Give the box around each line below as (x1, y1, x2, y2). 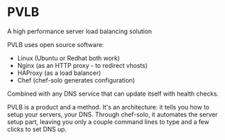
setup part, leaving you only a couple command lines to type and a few (7, 117, 210, 125)
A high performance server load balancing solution (7, 27, 152, 35)
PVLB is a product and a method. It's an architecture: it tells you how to (7, 103, 210, 111)
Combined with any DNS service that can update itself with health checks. (7, 89, 219, 98)
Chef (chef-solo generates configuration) (17, 76, 135, 84)
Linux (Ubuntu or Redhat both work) (17, 53, 120, 62)
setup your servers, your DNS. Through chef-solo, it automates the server (7, 110, 218, 119)
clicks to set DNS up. (7, 125, 67, 133)
